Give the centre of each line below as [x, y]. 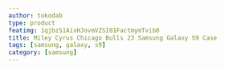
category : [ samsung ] [43, 52]
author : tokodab [35, 15]
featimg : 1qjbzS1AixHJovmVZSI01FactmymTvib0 [84, 30]
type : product [32, 23]
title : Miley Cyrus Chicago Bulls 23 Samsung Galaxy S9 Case [113, 38]
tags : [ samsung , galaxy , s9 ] [57, 45]
